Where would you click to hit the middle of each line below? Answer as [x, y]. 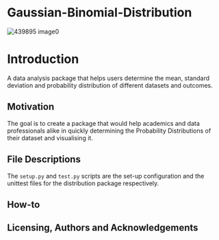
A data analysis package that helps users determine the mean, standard [108, 78]
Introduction [43, 59]
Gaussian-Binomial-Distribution [100, 13]
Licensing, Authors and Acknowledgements [103, 228]
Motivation [31, 107]
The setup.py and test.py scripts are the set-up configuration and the [106, 176]
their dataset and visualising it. [50, 137]
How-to [24, 204]
